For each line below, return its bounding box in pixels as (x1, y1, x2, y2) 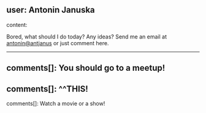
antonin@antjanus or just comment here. (6, 39, 109, 46)
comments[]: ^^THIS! (6, 84, 89, 94)
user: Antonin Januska (6, 5, 95, 15)
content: (6, 21, 28, 28)
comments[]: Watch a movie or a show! (6, 100, 105, 108)
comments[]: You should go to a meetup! (6, 63, 166, 73)
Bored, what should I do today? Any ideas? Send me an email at (6, 33, 167, 40)
